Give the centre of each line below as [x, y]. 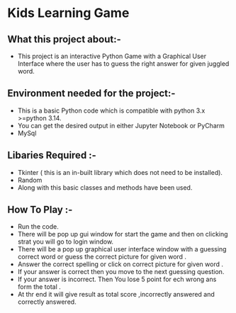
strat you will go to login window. [66, 241]
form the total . [39, 287]
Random [30, 180]
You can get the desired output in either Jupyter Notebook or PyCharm [121, 125]
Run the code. [38, 227]
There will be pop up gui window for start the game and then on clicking [123, 234]
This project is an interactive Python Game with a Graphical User [112, 56]
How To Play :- [40, 210]
